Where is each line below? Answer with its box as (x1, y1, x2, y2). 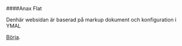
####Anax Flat (6, 5, 42, 12)
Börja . (6, 34, 21, 40)
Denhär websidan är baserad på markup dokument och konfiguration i (6, 16, 177, 23)
